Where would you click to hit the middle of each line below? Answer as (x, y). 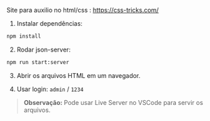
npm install (24, 36)
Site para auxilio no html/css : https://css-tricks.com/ (83, 10)
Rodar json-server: (44, 49)
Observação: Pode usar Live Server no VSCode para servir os (113, 102)
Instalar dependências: (50, 23)
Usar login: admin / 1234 (50, 89)
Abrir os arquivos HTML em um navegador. (78, 75)
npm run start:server (38, 62)
